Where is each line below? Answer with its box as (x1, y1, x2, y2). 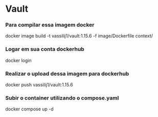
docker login (5, 57, 32, 63)
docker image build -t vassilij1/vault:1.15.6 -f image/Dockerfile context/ (5, 33, 153, 39)
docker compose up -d (5, 106, 54, 112)
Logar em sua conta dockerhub (5, 45, 84, 53)
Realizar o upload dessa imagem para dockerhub (5, 70, 129, 77)
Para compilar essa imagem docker (5, 21, 95, 29)
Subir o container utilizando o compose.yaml (5, 95, 119, 101)
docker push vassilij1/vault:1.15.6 (5, 82, 73, 88)
